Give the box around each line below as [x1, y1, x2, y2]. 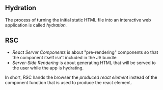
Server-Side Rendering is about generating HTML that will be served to [12, 60, 156, 66]
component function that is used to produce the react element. [5, 79, 132, 85]
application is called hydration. [5, 22, 67, 28]
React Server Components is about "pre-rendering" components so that [12, 49, 158, 55]
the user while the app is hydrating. [12, 65, 84, 70]
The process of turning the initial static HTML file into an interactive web [5, 17, 151, 22]
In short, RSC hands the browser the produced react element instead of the [5, 74, 158, 80]
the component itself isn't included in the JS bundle [12, 54, 117, 60]
